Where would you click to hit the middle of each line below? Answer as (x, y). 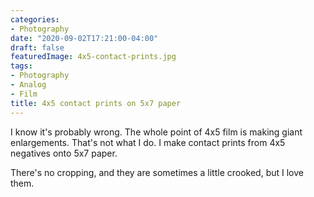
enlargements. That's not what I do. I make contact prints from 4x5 (148, 142)
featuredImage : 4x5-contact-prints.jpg (93, 57)
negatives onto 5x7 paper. (64, 153)
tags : (21, 66)
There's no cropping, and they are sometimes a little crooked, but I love (157, 172)
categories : (35, 19)
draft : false (37, 47)
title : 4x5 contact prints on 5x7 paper (96, 103)
